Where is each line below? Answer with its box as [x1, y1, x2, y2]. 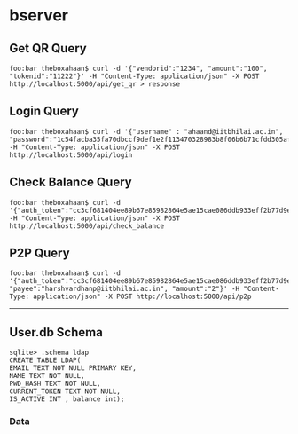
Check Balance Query [9, 175, 132, 190]
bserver [9, 5, 69, 26]
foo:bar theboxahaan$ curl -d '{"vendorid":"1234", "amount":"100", [9, 64, 268, 73]
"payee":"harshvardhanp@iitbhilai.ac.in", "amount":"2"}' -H [9, 285, 240, 294]
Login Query [9, 104, 80, 119]
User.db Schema [9, 325, 104, 340]
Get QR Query [9, 41, 87, 56]
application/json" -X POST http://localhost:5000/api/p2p [32, 292, 252, 302]
